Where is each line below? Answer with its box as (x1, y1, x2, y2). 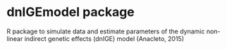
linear (6, 34, 23, 42)
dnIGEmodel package (6, 4, 135, 20)
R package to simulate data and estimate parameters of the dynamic (6, 27, 205, 35)
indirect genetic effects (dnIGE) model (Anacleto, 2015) (24, 34, 185, 42)
